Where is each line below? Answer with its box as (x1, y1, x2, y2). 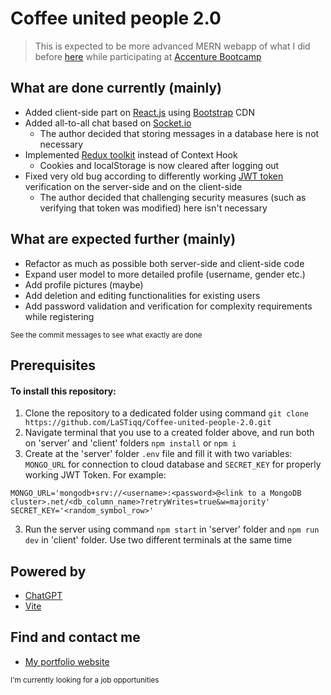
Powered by (10, 563, 87, 580)
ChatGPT (24, 589, 63, 601)
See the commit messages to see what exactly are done (10, 330, 203, 340)
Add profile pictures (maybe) (24, 278, 144, 291)
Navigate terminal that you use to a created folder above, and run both (24, 427, 315, 439)
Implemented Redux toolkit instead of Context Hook (24, 148, 238, 161)
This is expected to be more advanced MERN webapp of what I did (34, 40, 311, 52)
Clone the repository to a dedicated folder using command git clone (24, 407, 309, 419)
